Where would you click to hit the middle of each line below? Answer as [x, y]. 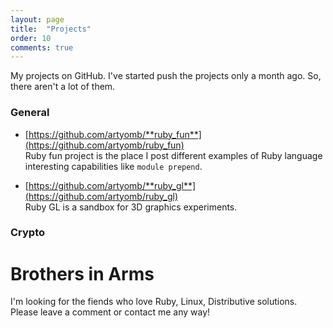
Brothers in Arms [82, 273]
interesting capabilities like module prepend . [113, 166]
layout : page [37, 19]
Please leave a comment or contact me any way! [110, 312]
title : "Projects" [51, 29]
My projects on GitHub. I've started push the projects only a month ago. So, [166, 76]
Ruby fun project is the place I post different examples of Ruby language [173, 155]
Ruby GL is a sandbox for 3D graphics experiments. [131, 207]
